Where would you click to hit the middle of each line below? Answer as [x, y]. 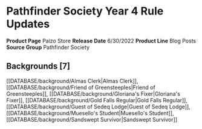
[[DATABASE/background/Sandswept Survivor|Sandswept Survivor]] [92, 119]
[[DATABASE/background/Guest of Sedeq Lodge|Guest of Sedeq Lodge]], [98, 107]
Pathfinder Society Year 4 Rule [85, 11]
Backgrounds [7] [38, 66]
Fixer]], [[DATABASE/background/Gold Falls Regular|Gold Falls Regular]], [97, 100]
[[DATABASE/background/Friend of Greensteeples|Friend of [81, 87]
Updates [28, 24]
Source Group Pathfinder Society [48, 47]
